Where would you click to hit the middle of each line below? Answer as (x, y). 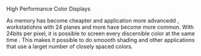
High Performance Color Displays (48, 9)
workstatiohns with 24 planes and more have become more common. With (100, 27)
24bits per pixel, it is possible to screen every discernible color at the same (101, 33)
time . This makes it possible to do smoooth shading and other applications (101, 40)
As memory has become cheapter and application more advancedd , (93, 20)
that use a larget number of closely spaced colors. (70, 46)
